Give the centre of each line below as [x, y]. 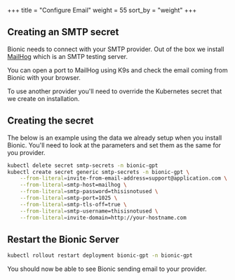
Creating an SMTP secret [63, 32]
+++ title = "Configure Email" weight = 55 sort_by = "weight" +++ [102, 10]
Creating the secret [51, 121]
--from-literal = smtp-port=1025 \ [69, 198]
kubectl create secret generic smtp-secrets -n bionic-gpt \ [99, 172]
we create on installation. [43, 98]
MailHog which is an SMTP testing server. [68, 56]
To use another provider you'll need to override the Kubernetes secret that [115, 91]
